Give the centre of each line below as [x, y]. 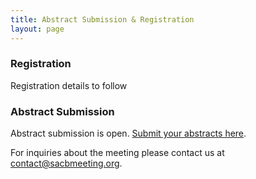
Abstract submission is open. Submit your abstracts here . [128, 133]
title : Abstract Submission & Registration [102, 19]
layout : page [37, 29]
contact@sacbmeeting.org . [66, 163]
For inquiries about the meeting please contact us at [117, 153]
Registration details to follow [69, 85]
